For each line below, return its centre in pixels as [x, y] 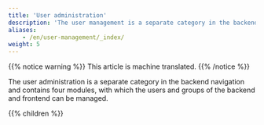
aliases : [22, 30]
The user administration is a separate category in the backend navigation [126, 82]
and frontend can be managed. [58, 98]
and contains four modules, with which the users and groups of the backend [132, 90]
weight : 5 [24, 45]
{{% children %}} [36, 113]
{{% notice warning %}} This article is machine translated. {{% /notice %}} [129, 66]
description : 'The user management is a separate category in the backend [133, 23]
